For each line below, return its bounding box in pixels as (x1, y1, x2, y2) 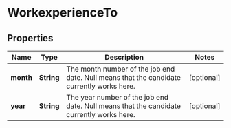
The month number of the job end (66, 64, 175, 74)
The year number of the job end (66, 93, 169, 102)
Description (104, 53, 144, 62)
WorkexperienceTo (7, 5, 118, 21)
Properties (7, 32, 54, 44)
